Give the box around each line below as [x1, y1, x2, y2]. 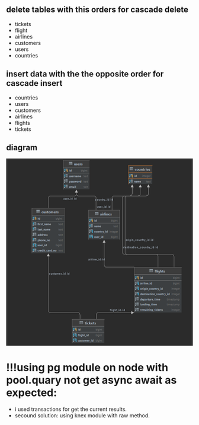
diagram [6, 143, 38, 153]
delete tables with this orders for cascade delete [6, 5, 188, 15]
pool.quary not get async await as [6, 374, 177, 387]
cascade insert [6, 78, 63, 88]
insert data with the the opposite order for [6, 69, 164, 79]
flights [14, 119, 31, 126]
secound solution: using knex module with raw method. [14, 411, 150, 419]
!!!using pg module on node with [6, 361, 169, 375]
